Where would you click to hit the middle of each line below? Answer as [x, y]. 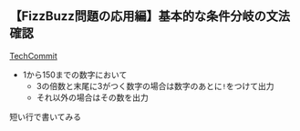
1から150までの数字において [75, 75]
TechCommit [33, 55]
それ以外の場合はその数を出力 [92, 97]
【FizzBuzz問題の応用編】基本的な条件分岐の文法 [150, 16]
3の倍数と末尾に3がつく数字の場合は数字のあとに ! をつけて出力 [155, 86]
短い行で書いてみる [46, 116]
